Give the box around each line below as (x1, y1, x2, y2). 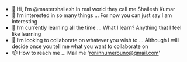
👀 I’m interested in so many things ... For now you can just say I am (11, 12, 172, 19)
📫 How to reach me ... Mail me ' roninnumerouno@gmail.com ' (11, 50, 161, 56)
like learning (11, 30, 41, 37)
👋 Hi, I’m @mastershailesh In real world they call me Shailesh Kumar (11, 6, 175, 12)
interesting (11, 18, 38, 25)
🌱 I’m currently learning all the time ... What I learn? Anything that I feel (11, 24, 182, 31)
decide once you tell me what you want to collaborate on (11, 43, 148, 50)
